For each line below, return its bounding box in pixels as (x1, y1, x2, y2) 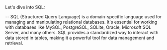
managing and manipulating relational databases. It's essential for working (5, 19, 158, 25)
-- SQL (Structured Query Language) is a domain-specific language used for (5, 14, 162, 19)
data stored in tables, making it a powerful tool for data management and (5, 35, 155, 41)
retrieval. (5, 40, 23, 46)
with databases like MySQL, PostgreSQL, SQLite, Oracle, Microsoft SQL (5, 24, 152, 30)
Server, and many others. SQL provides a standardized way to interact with (5, 30, 159, 35)
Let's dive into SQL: (5, 4, 45, 10)
